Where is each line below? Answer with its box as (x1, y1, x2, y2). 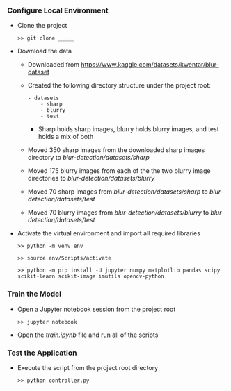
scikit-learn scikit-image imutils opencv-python (17, 273, 165, 280)
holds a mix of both (38, 133, 94, 141)
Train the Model (7, 289, 62, 299)
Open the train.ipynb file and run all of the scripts (17, 331, 159, 339)
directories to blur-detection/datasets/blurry (27, 174, 155, 183)
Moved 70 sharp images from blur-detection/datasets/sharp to (27, 188, 209, 196)
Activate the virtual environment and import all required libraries (17, 229, 200, 238)
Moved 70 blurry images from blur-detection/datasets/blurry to (27, 208, 209, 217)
